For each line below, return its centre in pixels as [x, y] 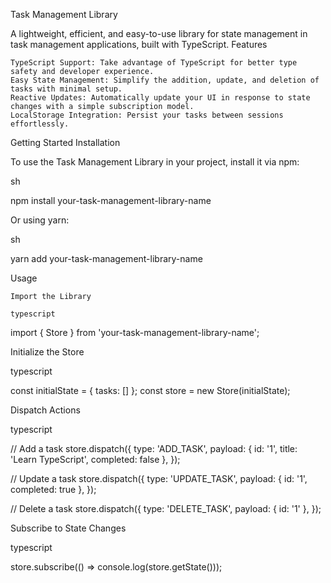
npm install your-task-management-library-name [111, 200]
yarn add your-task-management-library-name [106, 258]
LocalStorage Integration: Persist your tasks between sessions [147, 115]
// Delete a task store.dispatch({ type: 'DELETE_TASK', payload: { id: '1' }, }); [166, 508]
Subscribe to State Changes [68, 528]
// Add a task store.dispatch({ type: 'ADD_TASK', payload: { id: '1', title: [154, 448]
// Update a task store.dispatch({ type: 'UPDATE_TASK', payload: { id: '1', [159, 478]
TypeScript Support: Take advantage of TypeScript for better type [154, 63]
